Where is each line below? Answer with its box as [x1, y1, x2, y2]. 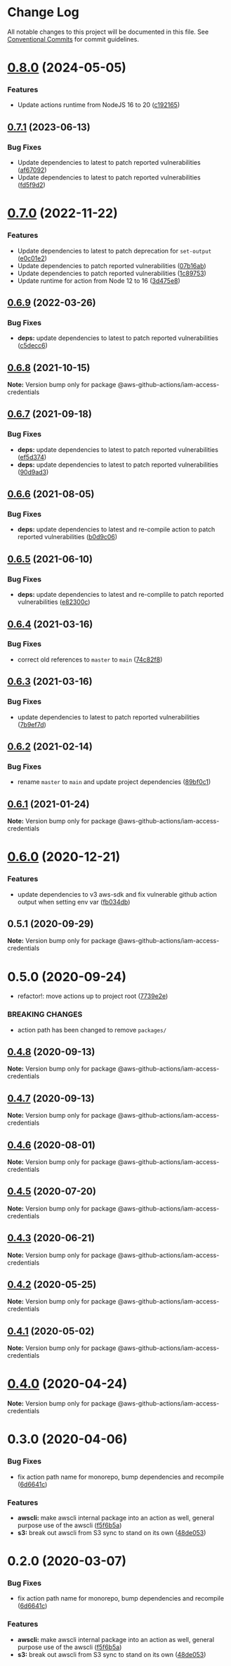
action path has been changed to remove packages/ [17, 1026, 167, 1034]
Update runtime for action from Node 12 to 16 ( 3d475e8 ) [17, 276, 180, 285]
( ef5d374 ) [17, 453, 47, 461]
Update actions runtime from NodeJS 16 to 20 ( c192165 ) [17, 101, 180, 109]
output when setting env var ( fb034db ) [17, 897, 131, 906]
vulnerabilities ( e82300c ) [17, 598, 91, 606]
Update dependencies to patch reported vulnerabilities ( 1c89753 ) [17, 269, 207, 277]
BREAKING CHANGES [7, 1009, 83, 1019]
